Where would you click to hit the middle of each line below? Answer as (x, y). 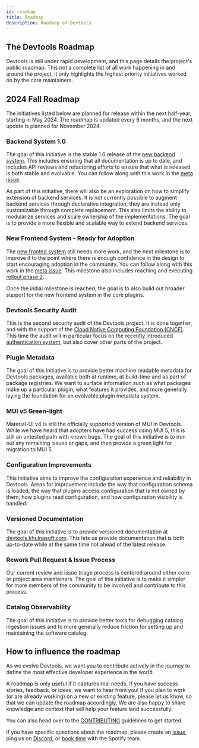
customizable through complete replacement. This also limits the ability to (97, 210)
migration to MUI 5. (30, 449)
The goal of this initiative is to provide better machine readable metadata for (99, 371)
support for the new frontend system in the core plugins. (75, 294)
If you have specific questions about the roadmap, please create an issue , (97, 732)
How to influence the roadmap (63, 652)
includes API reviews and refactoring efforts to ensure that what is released (98, 167)
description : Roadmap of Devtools (49, 23)
